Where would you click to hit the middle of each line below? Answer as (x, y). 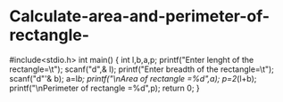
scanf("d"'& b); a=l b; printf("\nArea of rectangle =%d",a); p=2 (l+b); (133, 78)
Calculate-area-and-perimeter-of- (140, 16)
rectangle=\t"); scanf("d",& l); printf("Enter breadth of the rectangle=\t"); (142, 69)
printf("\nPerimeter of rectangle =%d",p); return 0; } (105, 88)
